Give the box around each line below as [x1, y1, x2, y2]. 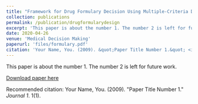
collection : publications [6, 14, 70, 20]
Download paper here [6, 74, 59, 81]
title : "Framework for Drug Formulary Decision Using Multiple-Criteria [6, 8, 189, 15]
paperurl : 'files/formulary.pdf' [6, 42, 88, 48]
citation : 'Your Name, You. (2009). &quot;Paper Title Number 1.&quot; [6, 47, 186, 53]
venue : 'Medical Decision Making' [6, 36, 91, 42]
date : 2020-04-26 [6, 31, 49, 36]
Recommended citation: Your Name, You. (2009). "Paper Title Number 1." [6, 86, 184, 93]
